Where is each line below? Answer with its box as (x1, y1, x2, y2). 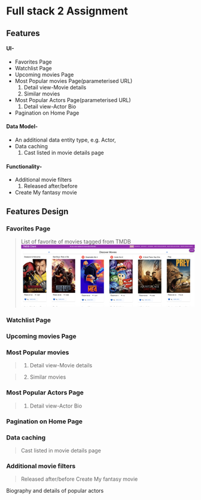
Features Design (6, 206, 69, 217)
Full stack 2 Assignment (6, 4, 129, 18)
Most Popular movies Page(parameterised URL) (14, 77, 133, 85)
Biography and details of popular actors (6, 487, 104, 495)
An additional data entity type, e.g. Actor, (14, 136, 116, 143)
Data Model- (6, 123, 38, 130)
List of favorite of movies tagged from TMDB (20, 238, 132, 245)
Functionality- (6, 163, 42, 170)
